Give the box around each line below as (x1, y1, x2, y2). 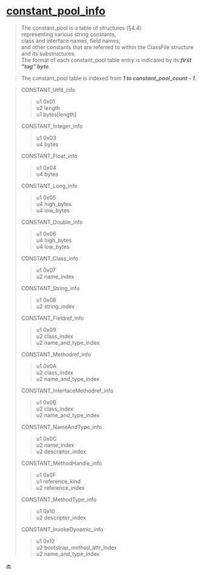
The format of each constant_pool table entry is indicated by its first (21, 56, 192, 63)
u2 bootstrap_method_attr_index (36, 544, 117, 551)
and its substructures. (21, 50, 76, 57)
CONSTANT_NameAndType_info (21, 423, 102, 430)
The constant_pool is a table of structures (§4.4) (21, 24, 142, 31)
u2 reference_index (36, 484, 85, 491)
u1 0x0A (36, 362, 57, 369)
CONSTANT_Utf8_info (21, 86, 76, 93)
